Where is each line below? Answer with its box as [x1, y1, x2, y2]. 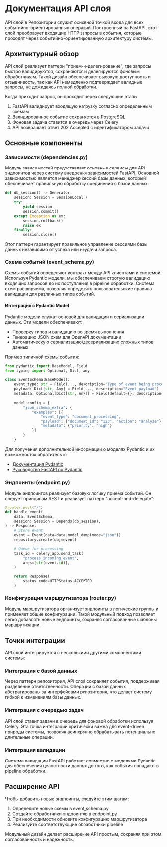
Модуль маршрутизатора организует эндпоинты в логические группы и [5, 606, 159, 612]
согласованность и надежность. [5, 836, 74, 842]
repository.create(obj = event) [14, 537, 77, 542]
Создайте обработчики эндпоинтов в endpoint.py [12, 811, 117, 817]
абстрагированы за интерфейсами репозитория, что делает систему [5, 689, 152, 695]
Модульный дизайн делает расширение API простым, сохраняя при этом [5, 831, 162, 837]
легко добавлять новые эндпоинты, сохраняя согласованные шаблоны [5, 617, 157, 623]
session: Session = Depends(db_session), [14, 519, 101, 524]
